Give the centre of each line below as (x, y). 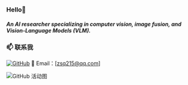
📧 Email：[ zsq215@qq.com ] (66, 63)
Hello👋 (16, 10)
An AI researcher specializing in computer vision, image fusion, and (94, 24)
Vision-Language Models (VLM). (49, 30)
